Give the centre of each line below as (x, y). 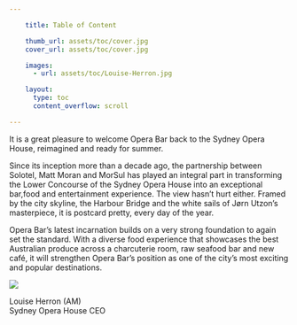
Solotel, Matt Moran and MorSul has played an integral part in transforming (146, 174)
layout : (39, 89)
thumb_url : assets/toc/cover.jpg (87, 41)
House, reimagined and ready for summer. (86, 148)
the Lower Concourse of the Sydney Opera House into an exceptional (136, 184)
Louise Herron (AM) (45, 301)
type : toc (51, 98)
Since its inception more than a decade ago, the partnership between (136, 166)
